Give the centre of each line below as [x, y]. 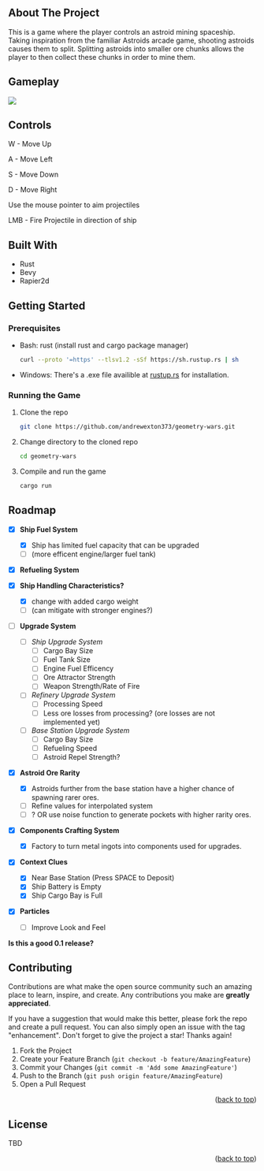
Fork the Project [46, 1050]
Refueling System [49, 570]
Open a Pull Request [53, 1084]
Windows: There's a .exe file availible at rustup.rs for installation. [125, 374]
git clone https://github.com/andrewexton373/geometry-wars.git [127, 427]
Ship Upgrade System [67, 642]
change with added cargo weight [85, 601]
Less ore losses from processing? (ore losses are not [129, 713]
